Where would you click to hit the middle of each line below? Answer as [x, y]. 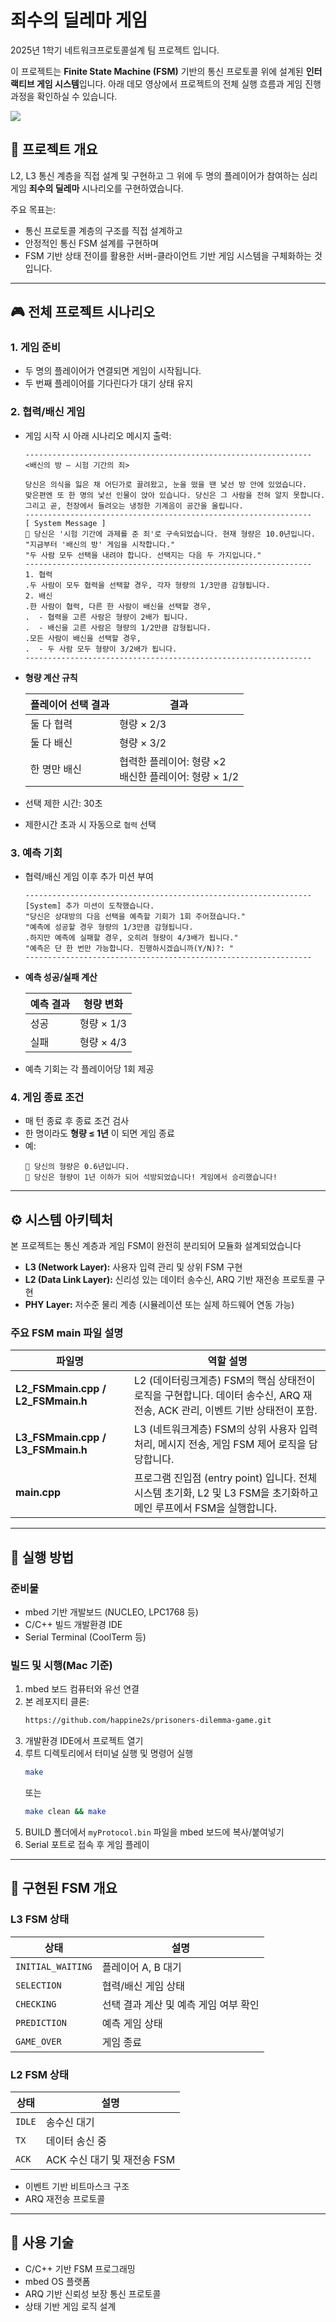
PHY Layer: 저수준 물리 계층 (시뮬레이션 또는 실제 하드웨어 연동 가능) [159, 1305]
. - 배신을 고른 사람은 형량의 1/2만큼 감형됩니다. [118, 627]
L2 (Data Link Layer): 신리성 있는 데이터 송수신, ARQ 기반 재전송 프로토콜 [169, 1280]
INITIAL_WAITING [54, 1966]
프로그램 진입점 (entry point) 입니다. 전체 [226, 1478]
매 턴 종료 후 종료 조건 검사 [77, 1121]
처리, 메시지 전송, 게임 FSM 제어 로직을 [220, 1444]
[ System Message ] [65, 523]
